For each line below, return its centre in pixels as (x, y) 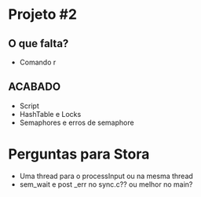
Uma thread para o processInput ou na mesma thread (106, 176)
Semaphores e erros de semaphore (77, 122)
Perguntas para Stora (79, 154)
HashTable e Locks (50, 114)
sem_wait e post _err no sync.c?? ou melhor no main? (106, 184)
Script (29, 106)
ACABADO (35, 87)
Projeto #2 (42, 15)
